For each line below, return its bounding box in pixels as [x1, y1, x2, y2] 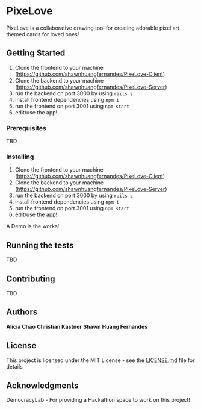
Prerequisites [6, 123, 46, 132]
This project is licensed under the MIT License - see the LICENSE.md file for [6, 357, 195, 364]
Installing [6, 152, 34, 161]
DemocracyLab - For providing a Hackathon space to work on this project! [6, 396, 191, 404]
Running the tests [6, 240, 74, 251]
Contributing [6, 273, 55, 284]
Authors [6, 307, 38, 317]
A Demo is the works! [6, 223, 60, 230]
